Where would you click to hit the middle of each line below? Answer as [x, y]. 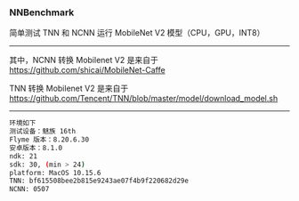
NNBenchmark [42, 12]
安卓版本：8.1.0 [36, 148]
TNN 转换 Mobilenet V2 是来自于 [69, 88]
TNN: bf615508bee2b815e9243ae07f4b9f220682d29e [99, 181]
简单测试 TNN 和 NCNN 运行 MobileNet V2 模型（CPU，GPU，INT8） [137, 33]
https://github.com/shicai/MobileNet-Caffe [88, 70]
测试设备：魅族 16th [43, 132]
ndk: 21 [24, 156]
